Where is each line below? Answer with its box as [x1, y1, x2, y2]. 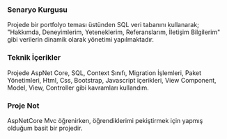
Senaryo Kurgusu [7, 5, 68, 15]
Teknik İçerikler [7, 53, 61, 63]
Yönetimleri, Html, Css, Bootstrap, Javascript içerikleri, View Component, [7, 76, 217, 84]
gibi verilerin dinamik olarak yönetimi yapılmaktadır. [7, 35, 155, 44]
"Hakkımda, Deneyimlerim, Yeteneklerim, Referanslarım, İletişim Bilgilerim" [7, 28, 221, 36]
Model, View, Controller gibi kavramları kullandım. [7, 83, 150, 92]
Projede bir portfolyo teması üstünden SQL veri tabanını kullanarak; [7, 21, 200, 29]
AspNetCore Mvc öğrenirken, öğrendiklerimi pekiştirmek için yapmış [7, 116, 203, 124]
